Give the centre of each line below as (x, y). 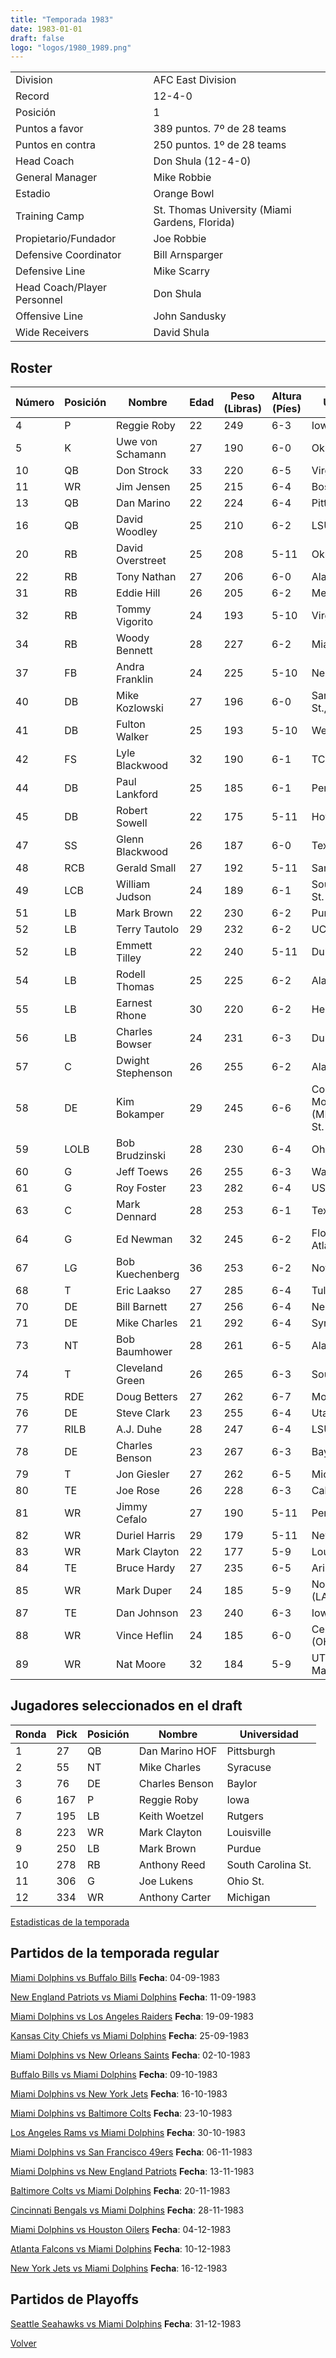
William (133, 884)
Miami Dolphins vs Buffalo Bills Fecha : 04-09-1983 (115, 1977)
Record (32, 96)
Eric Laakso (144, 1291)
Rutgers (245, 1816)
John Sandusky (190, 316)
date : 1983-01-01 (46, 29)
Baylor (242, 1783)
